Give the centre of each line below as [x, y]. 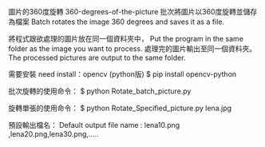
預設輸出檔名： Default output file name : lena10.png [94, 125]
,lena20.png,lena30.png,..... [53, 134]
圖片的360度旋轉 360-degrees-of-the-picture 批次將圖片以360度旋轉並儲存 [133, 12]
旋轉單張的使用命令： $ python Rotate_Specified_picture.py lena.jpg [120, 108]
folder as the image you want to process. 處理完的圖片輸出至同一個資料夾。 [132, 49]
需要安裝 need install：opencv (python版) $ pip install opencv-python [123, 74]
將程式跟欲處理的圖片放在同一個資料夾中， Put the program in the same [126, 39]
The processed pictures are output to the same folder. [97, 58]
